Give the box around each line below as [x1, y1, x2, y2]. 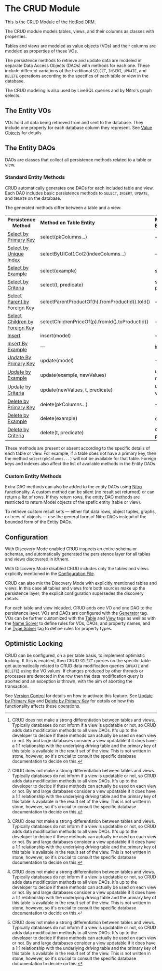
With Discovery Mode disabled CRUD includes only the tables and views [5, 565, 149, 571]
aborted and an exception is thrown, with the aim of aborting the [5, 678, 133, 684]
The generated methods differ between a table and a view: [5, 205, 121, 210]
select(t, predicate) [40, 281, 83, 288]
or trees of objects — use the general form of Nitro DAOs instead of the [5, 514, 147, 520]
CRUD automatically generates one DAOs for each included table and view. [5, 185, 154, 191]
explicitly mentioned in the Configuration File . [5, 571, 95, 576]
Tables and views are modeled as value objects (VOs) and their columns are [5, 43, 156, 48]
